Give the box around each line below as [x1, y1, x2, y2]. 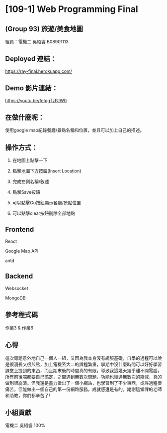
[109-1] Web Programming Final [5, 3, 138, 15]
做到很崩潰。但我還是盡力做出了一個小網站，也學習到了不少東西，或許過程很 [5, 380, 162, 386]
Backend [5, 272, 33, 281]
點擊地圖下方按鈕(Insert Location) [12, 168, 82, 174]
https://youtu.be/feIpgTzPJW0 [5, 97, 67, 103]
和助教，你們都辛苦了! [5, 392, 51, 398]
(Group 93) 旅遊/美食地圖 [5, 24, 83, 33]
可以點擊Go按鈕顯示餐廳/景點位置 [12, 200, 81, 206]
